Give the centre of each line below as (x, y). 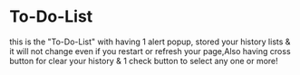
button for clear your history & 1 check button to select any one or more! (144, 61)
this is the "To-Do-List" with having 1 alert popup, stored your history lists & (150, 42)
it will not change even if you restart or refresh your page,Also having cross (150, 51)
